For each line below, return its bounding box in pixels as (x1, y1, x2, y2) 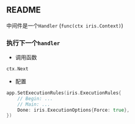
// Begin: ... (17, 95, 53, 101)
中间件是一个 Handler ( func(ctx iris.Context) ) (6, 21, 123, 29)
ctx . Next (6, 66, 29, 72)
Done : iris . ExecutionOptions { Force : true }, (17, 107, 130, 113)
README (6, 5, 41, 15)
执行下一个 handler (6, 38, 60, 47)
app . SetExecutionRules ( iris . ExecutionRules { (6, 90, 122, 96)
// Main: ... (17, 101, 51, 108)
